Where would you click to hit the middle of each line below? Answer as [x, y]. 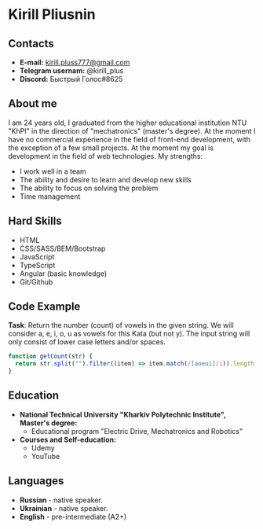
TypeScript [37, 265]
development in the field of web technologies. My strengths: [106, 156]
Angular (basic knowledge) [63, 274]
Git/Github [36, 281]
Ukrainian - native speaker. [64, 508]
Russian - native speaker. [61, 500]
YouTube [46, 456]
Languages [36, 481]
